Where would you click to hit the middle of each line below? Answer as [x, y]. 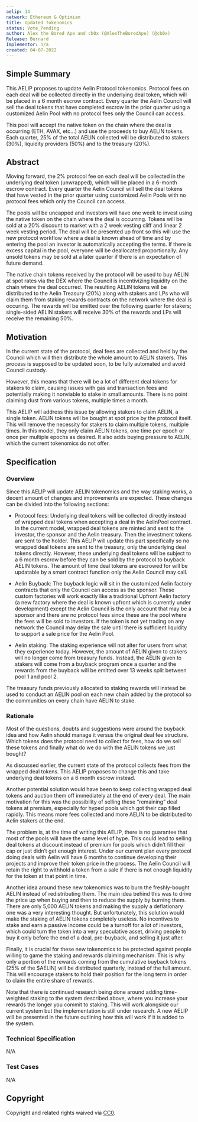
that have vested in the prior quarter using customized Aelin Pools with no [96, 195]
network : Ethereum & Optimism [43, 17]
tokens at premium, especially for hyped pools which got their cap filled [93, 808]
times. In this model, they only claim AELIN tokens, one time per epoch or [95, 431]
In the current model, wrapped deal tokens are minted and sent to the [99, 528]
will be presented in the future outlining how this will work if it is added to [95, 1017]
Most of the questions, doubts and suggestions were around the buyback [95, 729]
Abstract [23, 162]
